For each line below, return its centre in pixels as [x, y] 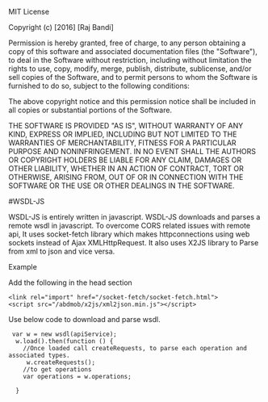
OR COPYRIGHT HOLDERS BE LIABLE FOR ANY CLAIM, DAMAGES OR [125, 160]
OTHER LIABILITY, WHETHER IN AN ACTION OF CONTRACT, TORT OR [126, 168]
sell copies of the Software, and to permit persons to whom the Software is [133, 77]
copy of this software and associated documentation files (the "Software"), [133, 51]
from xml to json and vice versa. [62, 251]
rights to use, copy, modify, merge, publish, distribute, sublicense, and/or [130, 69]
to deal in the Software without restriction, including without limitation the [130, 60]
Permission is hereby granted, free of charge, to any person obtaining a [127, 43]
